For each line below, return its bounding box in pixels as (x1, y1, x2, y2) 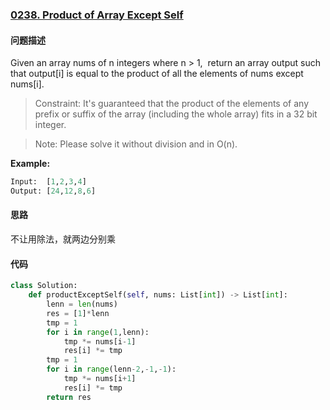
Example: (10, 158, 51, 170)
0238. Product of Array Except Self (10, 8, 184, 22)
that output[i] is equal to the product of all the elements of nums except (10, 68, 304, 80)
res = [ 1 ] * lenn (46, 308, 110, 318)
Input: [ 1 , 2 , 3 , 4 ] (10, 177, 87, 187)
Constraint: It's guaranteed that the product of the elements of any (34, 98, 310, 110)
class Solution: (10, 281, 78, 291)
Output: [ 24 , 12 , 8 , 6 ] (10, 186, 97, 196)
